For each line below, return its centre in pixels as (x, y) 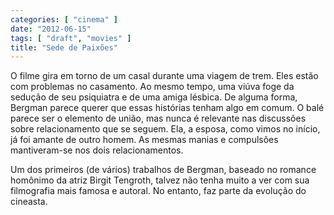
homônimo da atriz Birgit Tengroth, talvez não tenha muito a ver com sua (160, 180)
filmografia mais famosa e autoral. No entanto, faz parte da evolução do (158, 191)
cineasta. (29, 202)
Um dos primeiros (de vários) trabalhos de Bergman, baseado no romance (163, 170)
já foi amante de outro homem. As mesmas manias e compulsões (144, 140)
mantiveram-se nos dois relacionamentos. (97, 150)
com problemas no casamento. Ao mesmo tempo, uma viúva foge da (152, 87)
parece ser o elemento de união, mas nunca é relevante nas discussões (158, 118)
